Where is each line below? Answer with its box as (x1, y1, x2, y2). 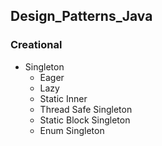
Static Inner (39, 92, 88, 104)
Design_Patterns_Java (10, 8, 153, 25)
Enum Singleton (39, 124, 105, 136)
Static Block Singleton (39, 114, 131, 126)
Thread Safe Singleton (39, 103, 133, 115)
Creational (10, 38, 63, 52)
